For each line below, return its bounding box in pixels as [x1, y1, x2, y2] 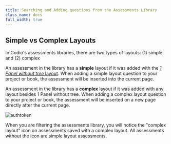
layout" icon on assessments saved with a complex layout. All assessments [5, 128, 164, 134]
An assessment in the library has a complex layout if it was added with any [5, 86, 164, 92]
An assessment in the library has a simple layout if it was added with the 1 [5, 65, 162, 71]
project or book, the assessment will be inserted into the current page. [5, 76, 155, 82]
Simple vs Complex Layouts [5, 36, 96, 45]
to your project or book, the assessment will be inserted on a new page [5, 97, 156, 103]
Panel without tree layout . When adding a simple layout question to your [5, 70, 158, 77]
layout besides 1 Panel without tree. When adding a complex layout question [5, 91, 166, 97]
